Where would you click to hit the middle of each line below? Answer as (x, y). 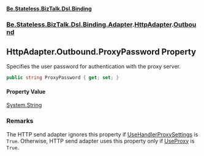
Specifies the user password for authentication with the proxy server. (93, 67)
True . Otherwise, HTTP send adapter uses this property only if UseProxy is (100, 141)
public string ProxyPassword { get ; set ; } (63, 78)
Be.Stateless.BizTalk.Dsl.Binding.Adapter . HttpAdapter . (90, 24)
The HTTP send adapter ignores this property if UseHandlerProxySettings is (102, 134)
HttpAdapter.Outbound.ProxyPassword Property (101, 52)
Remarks (20, 121)
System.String (24, 105)
